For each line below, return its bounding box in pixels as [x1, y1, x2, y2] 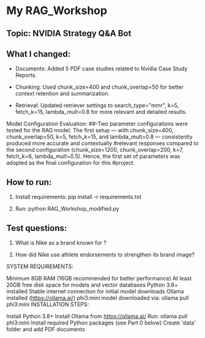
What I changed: [6, 48, 71, 59]
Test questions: [6, 223, 67, 233]
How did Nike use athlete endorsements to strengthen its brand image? [15, 251, 195, 258]
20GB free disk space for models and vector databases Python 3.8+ [6, 281, 179, 288]
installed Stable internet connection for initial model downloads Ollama [6, 288, 184, 295]
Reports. [15, 72, 37, 79]
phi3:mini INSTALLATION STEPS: [6, 301, 89, 308]
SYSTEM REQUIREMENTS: [6, 263, 73, 270]
